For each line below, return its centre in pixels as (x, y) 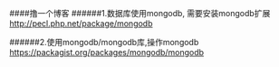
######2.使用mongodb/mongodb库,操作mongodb (104, 42)
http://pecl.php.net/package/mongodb (81, 24)
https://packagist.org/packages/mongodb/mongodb (107, 52)
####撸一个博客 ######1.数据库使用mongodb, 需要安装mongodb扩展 (140, 13)
